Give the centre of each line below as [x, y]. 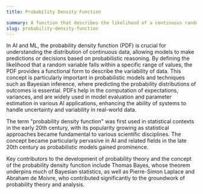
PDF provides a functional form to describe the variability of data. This [94, 71]
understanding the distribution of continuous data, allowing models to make [100, 52]
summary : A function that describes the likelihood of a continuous [94, 23]
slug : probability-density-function [52, 28]
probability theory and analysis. [45, 184]
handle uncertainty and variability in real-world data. [72, 110]
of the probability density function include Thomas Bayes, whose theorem [98, 165]
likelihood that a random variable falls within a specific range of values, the [99, 65]
